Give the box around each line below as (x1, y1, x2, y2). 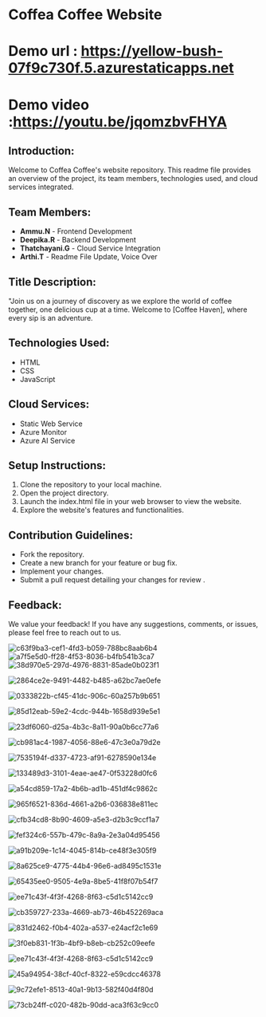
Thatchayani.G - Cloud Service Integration (19, 243, 161, 253)
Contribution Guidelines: (8, 528, 134, 542)
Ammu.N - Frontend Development (19, 227, 133, 236)
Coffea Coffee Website (8, 6, 162, 24)
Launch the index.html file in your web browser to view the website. (19, 497, 242, 507)
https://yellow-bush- (80, 42, 223, 61)
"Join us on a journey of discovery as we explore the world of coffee (8, 297, 233, 305)
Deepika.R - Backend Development (19, 235, 137, 245)
